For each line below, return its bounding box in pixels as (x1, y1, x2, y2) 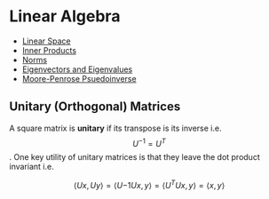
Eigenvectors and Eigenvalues (21, 64, 133, 75)
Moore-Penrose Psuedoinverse (21, 73, 137, 84)
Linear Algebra (9, 6, 121, 27)
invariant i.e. (9, 162, 55, 172)
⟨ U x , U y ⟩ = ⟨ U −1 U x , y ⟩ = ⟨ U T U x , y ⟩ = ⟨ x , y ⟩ (73, 179, 225, 191)
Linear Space (21, 36, 71, 46)
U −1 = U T (132, 136, 166, 148)
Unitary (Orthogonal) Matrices (9, 99, 181, 115)
